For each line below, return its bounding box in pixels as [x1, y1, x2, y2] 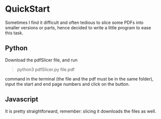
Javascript [5, 95, 39, 103]
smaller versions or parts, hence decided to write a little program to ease [5, 24, 151, 30]
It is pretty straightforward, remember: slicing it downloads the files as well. [5, 108, 157, 114]
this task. [5, 30, 23, 36]
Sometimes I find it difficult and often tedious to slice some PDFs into [5, 20, 144, 25]
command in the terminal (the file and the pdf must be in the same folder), [5, 76, 154, 81]
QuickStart [5, 3, 50, 15]
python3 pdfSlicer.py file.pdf [17, 66, 75, 72]
